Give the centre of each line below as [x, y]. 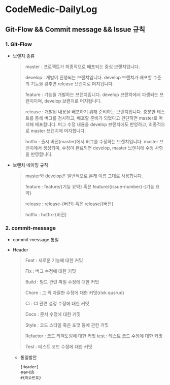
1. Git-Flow [19, 44]
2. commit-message [31, 228]
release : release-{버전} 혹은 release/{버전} [69, 204]
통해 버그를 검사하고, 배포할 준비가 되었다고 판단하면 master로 [96, 118]
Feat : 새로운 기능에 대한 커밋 [54, 261]
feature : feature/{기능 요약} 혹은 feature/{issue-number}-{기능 [90, 186]
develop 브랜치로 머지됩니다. [73, 101]
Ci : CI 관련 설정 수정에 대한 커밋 [57, 304]
